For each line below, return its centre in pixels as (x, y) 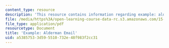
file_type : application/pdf (35, 24)
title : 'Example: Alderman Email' (41, 33)
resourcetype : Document (30, 28)
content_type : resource (30, 10)
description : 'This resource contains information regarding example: (81, 14)
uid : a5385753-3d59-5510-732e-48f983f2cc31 (52, 38)
